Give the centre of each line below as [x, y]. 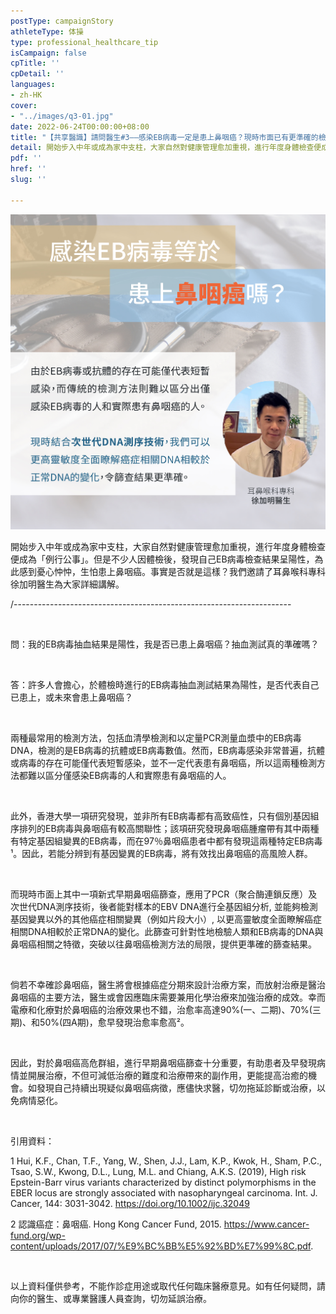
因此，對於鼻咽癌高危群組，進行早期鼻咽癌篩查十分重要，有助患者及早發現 [163, 1062]
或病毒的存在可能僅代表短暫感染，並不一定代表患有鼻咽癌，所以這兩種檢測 [163, 762]
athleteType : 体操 [47, 31]
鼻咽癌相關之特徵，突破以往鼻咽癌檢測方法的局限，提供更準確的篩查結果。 [163, 944]
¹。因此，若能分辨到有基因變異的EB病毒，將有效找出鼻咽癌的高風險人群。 [161, 853]
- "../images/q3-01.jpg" [62, 116]
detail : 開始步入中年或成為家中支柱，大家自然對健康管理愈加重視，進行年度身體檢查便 [166, 148]
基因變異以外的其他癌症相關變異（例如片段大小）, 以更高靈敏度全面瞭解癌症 [166, 919]
